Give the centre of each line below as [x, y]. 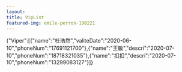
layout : [16, 12]
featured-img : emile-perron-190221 [51, 23]
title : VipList [25, 17]
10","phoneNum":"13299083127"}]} [50, 62]
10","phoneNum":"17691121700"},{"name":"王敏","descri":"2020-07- [91, 48]
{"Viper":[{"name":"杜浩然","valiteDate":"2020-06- [69, 41]
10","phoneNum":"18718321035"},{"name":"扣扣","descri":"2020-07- [91, 56]
